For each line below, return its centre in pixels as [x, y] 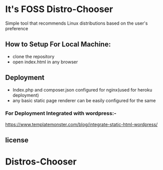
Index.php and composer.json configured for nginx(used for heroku [82, 90]
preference [17, 28]
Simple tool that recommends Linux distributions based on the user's [76, 23]
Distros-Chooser [41, 162]
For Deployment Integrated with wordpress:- [61, 113]
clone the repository [33, 56]
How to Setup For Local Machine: [58, 45]
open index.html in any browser [45, 62]
